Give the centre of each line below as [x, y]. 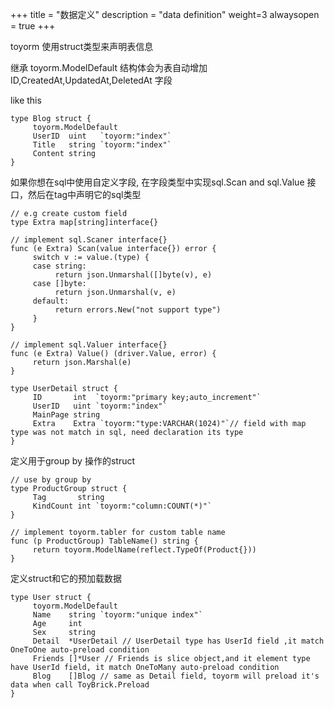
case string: [59, 266]
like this [26, 100]
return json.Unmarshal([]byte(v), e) [133, 275]
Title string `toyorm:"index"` [102, 145]
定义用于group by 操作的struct [73, 461]
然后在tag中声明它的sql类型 [84, 194]
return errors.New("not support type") [138, 310]
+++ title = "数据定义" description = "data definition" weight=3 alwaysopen [165, 14]
